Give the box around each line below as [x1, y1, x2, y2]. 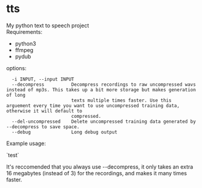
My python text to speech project [6, 22, 90, 29]
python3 [15, 40, 36, 47]
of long [6, 92, 26, 98]
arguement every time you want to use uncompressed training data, [6, 102, 180, 109]
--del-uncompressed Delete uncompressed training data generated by [11, 118, 197, 125]
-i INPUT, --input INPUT [11, 76, 74, 82]
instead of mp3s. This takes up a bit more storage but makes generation [6, 86, 197, 92]
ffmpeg [15, 46, 34, 53]
